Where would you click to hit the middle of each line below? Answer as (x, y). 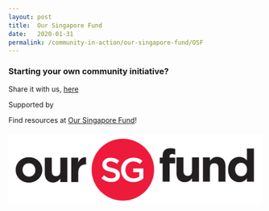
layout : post (30, 17)
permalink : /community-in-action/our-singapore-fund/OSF (106, 43)
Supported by (31, 104)
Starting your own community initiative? (89, 71)
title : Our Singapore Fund (56, 25)
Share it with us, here (43, 89)
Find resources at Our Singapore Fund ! (72, 120)
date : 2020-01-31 (41, 34)
